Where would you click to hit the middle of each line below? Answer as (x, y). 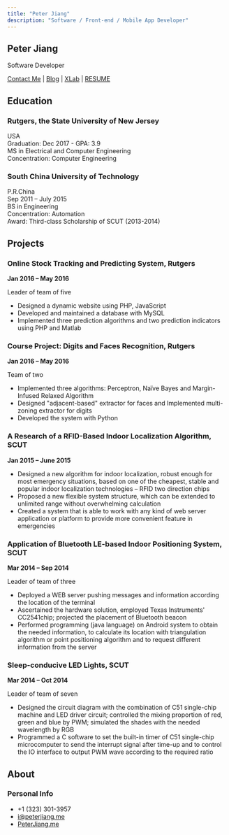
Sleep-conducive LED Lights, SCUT (68, 665)
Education (30, 101)
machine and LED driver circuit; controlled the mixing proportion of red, (120, 715)
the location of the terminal (56, 602)
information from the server (57, 647)
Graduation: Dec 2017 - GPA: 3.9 (54, 143)
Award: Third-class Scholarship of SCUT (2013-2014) (84, 222)
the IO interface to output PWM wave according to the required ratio (115, 752)
